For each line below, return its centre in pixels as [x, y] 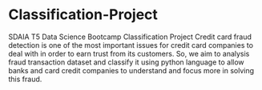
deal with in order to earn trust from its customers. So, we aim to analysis [129, 53]
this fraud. [25, 79]
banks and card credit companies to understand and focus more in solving [131, 70]
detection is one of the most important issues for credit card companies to [131, 45]
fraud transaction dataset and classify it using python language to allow [126, 62]
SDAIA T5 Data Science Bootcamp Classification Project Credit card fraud [130, 37]
